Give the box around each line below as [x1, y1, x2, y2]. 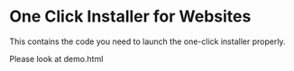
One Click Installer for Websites [9, 6, 252, 27]
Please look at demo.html [9, 53, 104, 64]
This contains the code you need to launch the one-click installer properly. [9, 36, 286, 47]
